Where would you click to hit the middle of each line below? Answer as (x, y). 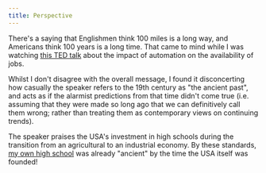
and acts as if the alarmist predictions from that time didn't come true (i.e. (129, 95)
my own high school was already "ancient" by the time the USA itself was (128, 153)
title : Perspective (40, 15)
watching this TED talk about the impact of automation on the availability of (131, 55)
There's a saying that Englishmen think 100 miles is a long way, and (118, 38)
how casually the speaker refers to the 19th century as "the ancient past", (128, 87)
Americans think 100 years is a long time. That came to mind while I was (126, 46)
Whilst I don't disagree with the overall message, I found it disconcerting (126, 79)
